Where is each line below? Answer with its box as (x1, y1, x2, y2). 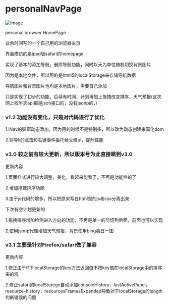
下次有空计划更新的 (5, 206, 45, 212)
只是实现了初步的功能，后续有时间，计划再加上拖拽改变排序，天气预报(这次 (5, 93, 162, 99)
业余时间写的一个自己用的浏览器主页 (5, 40, 81, 46)
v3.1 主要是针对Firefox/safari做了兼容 (5, 241, 97, 248)
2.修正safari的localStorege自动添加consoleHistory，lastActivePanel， (5, 281, 150, 288)
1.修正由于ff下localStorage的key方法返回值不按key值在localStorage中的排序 (5, 265, 162, 271)
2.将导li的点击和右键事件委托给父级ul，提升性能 (5, 137, 104, 143)
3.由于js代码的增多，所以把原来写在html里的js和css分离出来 (5, 195, 130, 201)
